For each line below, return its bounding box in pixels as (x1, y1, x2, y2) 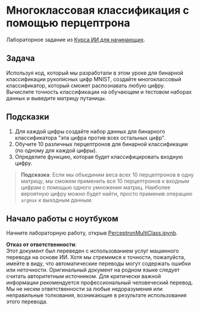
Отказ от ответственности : (6, 241, 77, 248)
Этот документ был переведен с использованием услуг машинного (6, 247, 179, 254)
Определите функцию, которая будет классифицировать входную (14, 153, 183, 160)
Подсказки (6, 112, 49, 122)
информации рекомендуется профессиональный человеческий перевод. (6, 279, 193, 287)
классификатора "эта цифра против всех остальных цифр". (14, 134, 165, 141)
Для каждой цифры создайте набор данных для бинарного (14, 128, 165, 135)
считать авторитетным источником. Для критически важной (6, 273, 161, 280)
